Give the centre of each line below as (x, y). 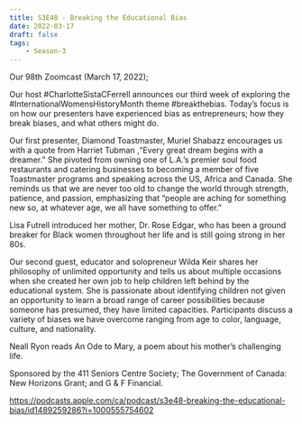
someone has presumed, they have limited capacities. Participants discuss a (151, 310)
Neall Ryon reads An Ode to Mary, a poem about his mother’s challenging (145, 346)
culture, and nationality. (53, 329)
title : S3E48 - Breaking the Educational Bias (98, 18)
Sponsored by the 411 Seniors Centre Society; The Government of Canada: (148, 373)
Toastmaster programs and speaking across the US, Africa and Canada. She (151, 179)
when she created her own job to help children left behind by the (129, 281)
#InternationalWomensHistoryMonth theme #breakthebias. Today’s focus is (149, 104)
